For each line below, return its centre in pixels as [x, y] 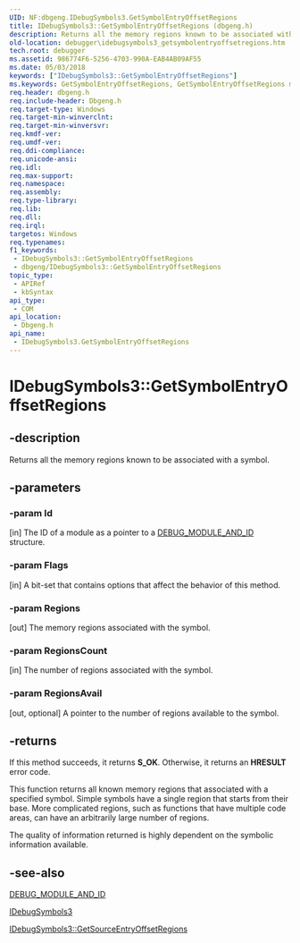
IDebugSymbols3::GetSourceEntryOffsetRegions [99, 929]
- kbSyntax [33, 292]
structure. [27, 542]
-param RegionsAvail [56, 693]
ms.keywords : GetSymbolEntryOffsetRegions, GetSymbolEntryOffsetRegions [147, 84]
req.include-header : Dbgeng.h [66, 101]
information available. [49, 845]
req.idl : [25, 167]
